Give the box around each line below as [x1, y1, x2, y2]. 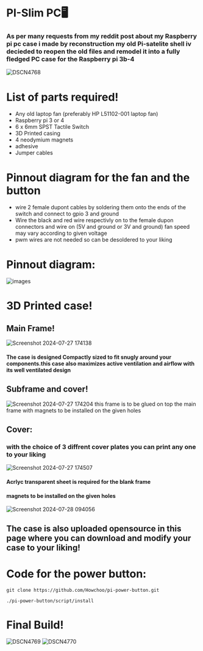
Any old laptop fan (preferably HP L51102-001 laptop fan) [15, 110, 158, 118]
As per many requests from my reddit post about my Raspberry [6, 32, 197, 41]
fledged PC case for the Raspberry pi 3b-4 [6, 55, 135, 63]
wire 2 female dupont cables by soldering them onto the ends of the [15, 204, 186, 211]
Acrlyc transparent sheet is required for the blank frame [6, 478, 151, 485]
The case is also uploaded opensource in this [6, 523, 182, 534]
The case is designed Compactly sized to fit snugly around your [6, 353, 172, 361]
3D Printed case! [6, 299, 93, 313]
